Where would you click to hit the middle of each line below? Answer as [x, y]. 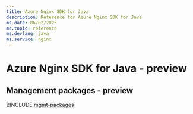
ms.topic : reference [32, 28]
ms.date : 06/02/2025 [32, 23]
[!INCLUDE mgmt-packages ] [41, 105]
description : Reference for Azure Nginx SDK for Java [74, 17]
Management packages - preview [70, 91]
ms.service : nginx [29, 39]
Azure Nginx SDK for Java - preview [96, 69]
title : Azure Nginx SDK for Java [48, 12]
